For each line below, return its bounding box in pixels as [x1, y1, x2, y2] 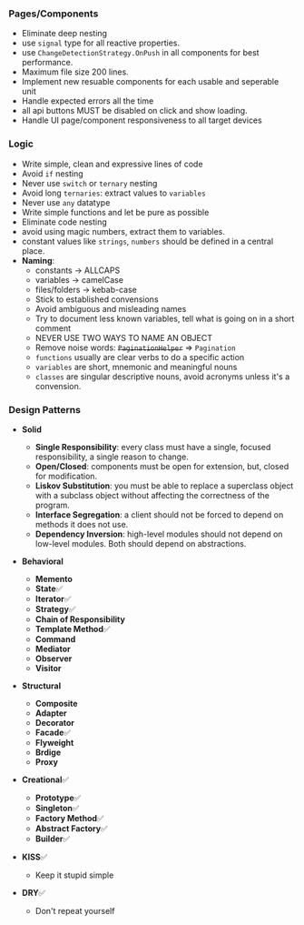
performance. [21, 57, 74, 68]
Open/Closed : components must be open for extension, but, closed [34, 460, 289, 471]
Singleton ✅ [34, 802, 80, 813]
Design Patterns [8, 403, 81, 416]
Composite [34, 698, 78, 709]
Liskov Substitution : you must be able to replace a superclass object [34, 480, 294, 491]
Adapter [34, 708, 67, 719]
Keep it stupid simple [34, 870, 114, 880]
